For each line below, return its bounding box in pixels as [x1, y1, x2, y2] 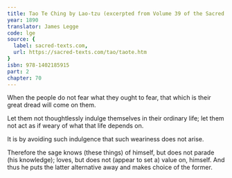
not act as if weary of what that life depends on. [7, 122, 144, 130]
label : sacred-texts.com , [13, 42, 89, 49]
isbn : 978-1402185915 [7, 62, 70, 69]
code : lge [7, 29, 36, 37]
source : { [7, 36, 36, 43]
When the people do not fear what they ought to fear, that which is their [7, 94, 211, 102]
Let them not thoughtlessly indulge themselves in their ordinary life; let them [7, 114, 224, 123]
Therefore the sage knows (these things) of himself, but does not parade [7, 148, 215, 157]
